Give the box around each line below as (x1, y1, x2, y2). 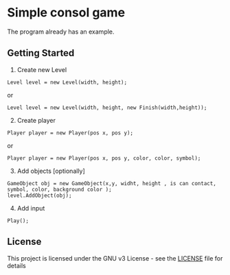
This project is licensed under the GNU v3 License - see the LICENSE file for (7, 254, 223, 262)
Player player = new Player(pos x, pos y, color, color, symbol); (7, 154, 201, 162)
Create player (16, 116, 56, 124)
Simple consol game (7, 5, 126, 21)
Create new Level (16, 65, 67, 73)
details (7, 261, 26, 270)
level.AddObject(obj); (7, 192, 72, 199)
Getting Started (7, 47, 75, 59)
